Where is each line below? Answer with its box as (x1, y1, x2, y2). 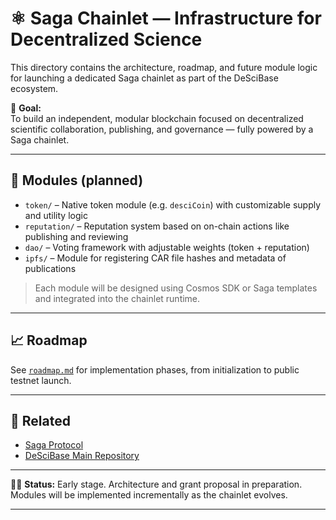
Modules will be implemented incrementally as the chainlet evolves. (10, 489, 288, 501)
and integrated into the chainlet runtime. (34, 292, 201, 304)
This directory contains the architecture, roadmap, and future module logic (10, 61, 318, 73)
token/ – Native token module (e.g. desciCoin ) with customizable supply (24, 198, 322, 211)
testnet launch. (10, 374, 72, 386)
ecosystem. (10, 82, 59, 94)
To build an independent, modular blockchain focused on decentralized (10, 112, 304, 124)
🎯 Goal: (10, 102, 42, 114)
